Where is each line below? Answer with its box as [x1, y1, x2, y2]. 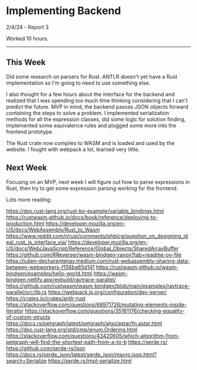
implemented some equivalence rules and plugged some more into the [6, 122, 177, 129]
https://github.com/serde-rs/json [6, 345, 86, 352]
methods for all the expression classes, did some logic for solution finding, [6, 116, 186, 123]
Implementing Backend [6, 4, 121, 18]
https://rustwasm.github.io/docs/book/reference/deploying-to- [6, 213, 158, 221]
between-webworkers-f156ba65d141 [6, 263, 95, 271]
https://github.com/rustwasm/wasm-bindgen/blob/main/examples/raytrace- [6, 282, 191, 289]
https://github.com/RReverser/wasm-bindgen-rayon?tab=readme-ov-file [6, 251, 182, 258]
